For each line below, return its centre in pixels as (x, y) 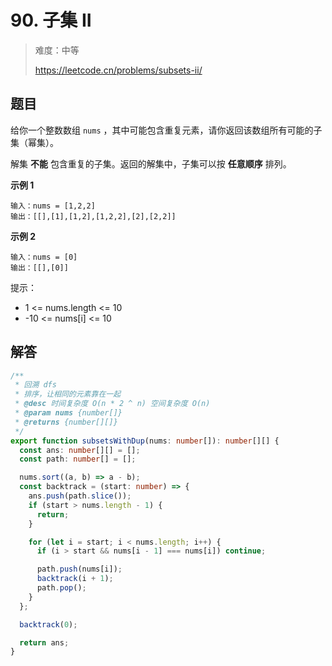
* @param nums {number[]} (68, 413)
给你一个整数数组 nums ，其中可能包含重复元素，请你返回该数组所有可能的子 (166, 130)
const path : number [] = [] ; (78, 459)
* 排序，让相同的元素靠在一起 (68, 394)
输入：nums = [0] (44, 257)
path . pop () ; (61, 588)
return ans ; (44, 642)
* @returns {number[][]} (66, 422)
